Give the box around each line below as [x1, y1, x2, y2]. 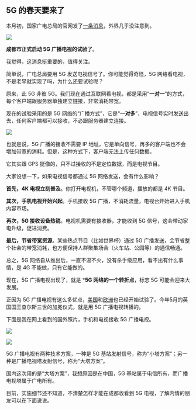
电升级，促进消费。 [6, 224, 53, 231]
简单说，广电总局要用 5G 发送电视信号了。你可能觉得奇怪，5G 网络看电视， [6, 70, 188, 77]
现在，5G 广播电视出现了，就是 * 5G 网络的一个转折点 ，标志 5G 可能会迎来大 [6, 276, 190, 283]
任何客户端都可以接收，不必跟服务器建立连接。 [16, 117, 129, 124]
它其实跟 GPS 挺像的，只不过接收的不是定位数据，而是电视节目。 [6, 160, 163, 167]
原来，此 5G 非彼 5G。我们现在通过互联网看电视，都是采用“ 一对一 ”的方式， [6, 90, 188, 97]
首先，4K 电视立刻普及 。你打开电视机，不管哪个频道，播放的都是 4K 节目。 [6, 185, 188, 192]
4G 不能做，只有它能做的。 [22, 264, 88, 271]
